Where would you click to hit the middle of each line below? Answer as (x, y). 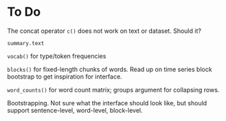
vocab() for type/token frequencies (57, 56)
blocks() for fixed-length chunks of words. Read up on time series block (110, 69)
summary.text (26, 43)
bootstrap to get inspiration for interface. (65, 77)
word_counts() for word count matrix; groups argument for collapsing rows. (113, 90)
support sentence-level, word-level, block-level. (75, 110)
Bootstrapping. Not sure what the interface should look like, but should (107, 103)
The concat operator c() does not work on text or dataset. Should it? (104, 31)
